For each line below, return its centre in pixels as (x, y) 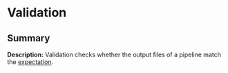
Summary (29, 38)
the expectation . (30, 62)
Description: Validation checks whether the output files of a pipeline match (114, 54)
